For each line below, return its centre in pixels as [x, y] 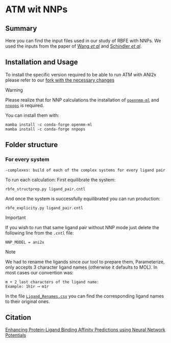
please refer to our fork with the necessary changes [60, 80]
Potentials [16, 335]
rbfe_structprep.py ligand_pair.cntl [45, 189]
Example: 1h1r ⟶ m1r [27, 286]
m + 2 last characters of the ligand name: [52, 282]
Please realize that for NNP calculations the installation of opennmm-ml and [82, 100]
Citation [18, 317]
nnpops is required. [25, 105]
